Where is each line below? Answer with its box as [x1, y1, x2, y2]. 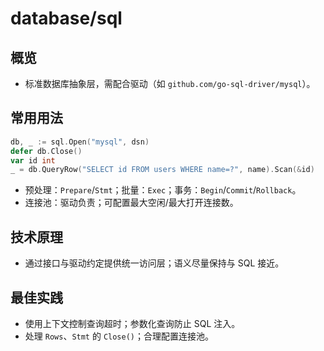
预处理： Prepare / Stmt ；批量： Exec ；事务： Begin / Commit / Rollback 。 [24, 184, 302, 196]
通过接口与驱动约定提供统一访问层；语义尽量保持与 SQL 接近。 [24, 257, 285, 269]
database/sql [10, 7, 123, 30]
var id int [10, 155, 56, 166]
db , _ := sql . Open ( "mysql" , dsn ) [10, 137, 150, 147]
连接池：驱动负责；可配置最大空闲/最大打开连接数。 [24, 197, 239, 209]
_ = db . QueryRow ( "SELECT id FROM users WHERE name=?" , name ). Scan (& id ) [10, 165, 315, 175]
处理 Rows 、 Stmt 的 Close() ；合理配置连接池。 [24, 330, 215, 342]
